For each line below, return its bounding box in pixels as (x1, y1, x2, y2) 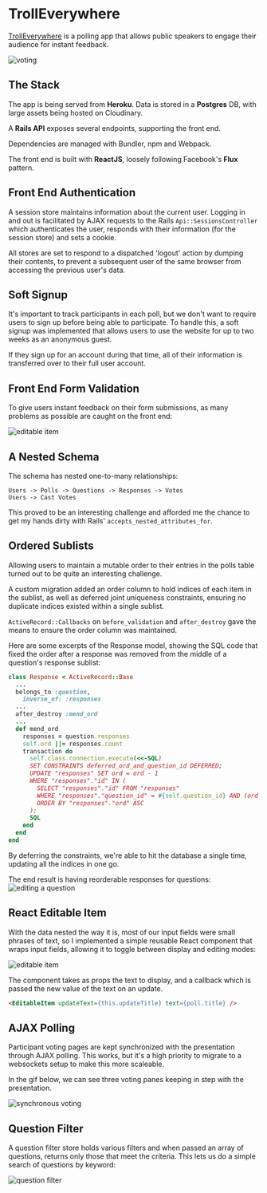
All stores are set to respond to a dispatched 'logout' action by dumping (8, 248, 244, 258)
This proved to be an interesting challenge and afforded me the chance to (8, 508, 250, 517)
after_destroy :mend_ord (15, 710, 98, 718)
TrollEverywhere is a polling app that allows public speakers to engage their (8, 31, 257, 41)
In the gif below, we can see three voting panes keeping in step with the (8, 1075, 245, 1084)
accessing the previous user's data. (8, 265, 126, 275)
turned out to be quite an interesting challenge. (8, 568, 163, 579)
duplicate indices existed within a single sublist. (8, 601, 165, 610)
